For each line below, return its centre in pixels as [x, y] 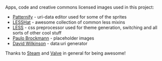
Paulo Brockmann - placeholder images [53, 38]
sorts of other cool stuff [37, 33]
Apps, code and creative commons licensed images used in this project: [80, 7]
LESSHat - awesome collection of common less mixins [69, 22]
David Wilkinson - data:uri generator [50, 43]
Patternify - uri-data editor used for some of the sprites [69, 17]
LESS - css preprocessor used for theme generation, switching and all [85, 27]
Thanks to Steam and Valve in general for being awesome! [65, 53]
